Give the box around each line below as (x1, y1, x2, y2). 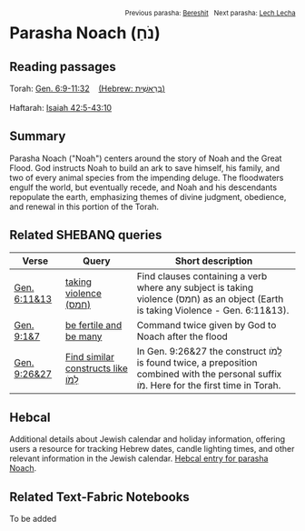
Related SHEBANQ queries (9, 227, 162, 243)
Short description (175, 255, 253, 267)
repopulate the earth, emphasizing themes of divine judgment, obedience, (9, 191, 287, 202)
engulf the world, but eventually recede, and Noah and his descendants (9, 182, 278, 193)
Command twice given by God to (136, 318, 277, 331)
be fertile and (64, 318, 123, 331)
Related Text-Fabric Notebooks (9, 489, 191, 505)
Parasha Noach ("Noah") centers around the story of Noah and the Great (9, 153, 282, 164)
